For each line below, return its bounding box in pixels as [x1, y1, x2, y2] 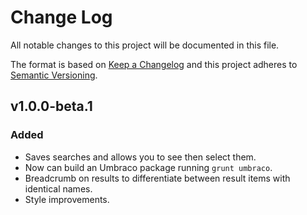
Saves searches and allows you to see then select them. [24, 151, 257, 163]
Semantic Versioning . [10, 69, 98, 81]
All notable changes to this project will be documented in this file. [10, 39, 280, 51]
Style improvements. [24, 193, 110, 205]
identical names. [24, 182, 93, 195]
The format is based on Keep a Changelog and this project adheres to [10, 58, 298, 70]
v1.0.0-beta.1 [10, 98, 93, 115]
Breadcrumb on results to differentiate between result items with [24, 172, 291, 184]
